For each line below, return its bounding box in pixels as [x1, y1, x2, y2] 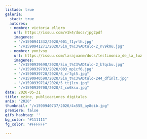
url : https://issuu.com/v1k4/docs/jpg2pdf [14, 30, 103, 35]
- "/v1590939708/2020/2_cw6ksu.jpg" [14, 85, 90, 90]
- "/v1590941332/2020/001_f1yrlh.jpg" [14, 39, 94, 44]
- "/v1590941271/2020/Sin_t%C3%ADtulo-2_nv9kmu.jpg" [14, 44, 125, 49]
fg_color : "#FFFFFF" [5, 122, 48, 127]
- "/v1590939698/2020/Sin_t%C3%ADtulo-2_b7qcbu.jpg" [14, 62, 125, 67]
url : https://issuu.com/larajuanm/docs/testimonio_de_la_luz [14, 53, 142, 58]
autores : [9, 21, 28, 26]
